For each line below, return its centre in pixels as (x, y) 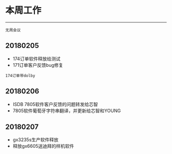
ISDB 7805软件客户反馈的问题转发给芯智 (55, 104)
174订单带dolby (20, 75)
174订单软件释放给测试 (36, 59)
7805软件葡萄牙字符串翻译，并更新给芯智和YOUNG (67, 111)
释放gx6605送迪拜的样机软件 (43, 146)
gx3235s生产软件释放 (36, 140)
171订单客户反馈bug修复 (38, 65)
